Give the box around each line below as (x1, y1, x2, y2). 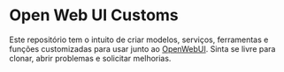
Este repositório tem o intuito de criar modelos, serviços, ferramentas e (9, 34, 269, 45)
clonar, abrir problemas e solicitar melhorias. (9, 53, 172, 63)
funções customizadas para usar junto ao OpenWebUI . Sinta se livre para (9, 43, 276, 54)
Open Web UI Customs (9, 5, 179, 25)
